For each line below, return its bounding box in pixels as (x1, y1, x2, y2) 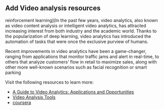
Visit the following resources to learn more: (5, 79, 94, 85)
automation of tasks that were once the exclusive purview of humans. (5, 38, 148, 44)
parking (5, 69, 21, 75)
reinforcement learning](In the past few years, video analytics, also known (5, 17, 158, 23)
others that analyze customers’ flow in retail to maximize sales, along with (5, 58, 157, 64)
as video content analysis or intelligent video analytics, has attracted (5, 22, 146, 28)
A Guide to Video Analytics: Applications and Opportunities (12, 88, 134, 94)
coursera (12, 99, 31, 105)
